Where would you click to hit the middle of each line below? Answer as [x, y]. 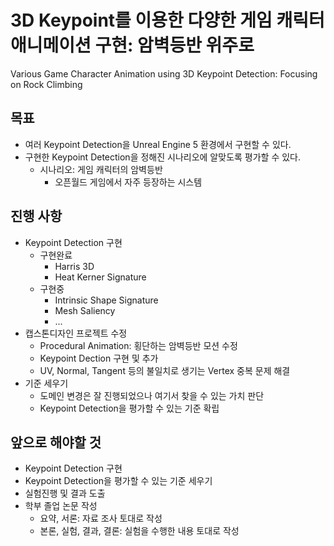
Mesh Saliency [85, 310]
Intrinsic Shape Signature [106, 300]
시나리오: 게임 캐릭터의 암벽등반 [101, 169]
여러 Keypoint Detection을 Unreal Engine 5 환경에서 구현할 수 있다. [158, 144]
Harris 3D [74, 266]
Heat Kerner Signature [100, 277]
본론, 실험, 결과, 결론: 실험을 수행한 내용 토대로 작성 [139, 531]
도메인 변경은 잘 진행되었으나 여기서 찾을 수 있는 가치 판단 [152, 395]
